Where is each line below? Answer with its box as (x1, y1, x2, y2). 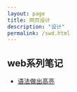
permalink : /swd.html (7, 29, 71, 37)
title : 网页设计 (7, 17, 50, 24)
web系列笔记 (7, 57, 64, 69)
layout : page (7, 10, 45, 17)
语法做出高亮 (17, 77, 55, 86)
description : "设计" (7, 23, 65, 30)
